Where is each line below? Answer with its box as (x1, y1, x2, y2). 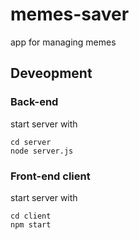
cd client (10, 211, 52, 221)
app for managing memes (10, 36, 117, 48)
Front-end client (10, 169, 91, 183)
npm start (10, 219, 52, 230)
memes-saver (10, 3, 130, 26)
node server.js (10, 146, 74, 156)
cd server (10, 137, 52, 147)
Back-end (10, 95, 59, 109)
